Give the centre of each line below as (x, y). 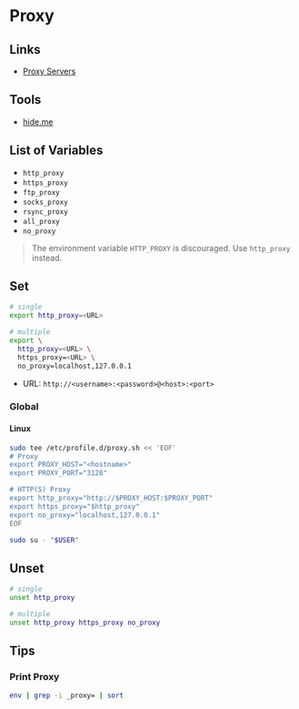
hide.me (38, 122)
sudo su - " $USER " (44, 540)
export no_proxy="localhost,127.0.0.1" (85, 515)
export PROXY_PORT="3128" (58, 473)
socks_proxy (45, 202)
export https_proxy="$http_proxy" (75, 506)
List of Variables (56, 151)
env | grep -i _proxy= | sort (67, 696)
